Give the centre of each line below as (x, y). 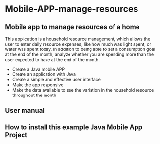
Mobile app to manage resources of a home (72, 27)
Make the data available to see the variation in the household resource (83, 90)
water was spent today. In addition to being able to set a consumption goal (80, 49)
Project (16, 135)
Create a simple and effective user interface (57, 80)
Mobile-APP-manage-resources (72, 9)
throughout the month (34, 95)
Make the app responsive (38, 85)
